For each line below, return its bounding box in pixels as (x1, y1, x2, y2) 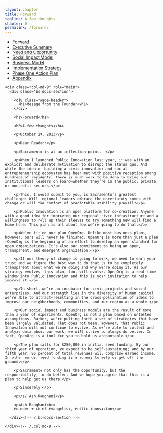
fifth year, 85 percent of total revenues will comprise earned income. (5, 351, 156, 356)
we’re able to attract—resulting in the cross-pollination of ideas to (5, 295, 154, 300)
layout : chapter (5, 7, 38, 12)
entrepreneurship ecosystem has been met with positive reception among (5, 171, 156, 176)
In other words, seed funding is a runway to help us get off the (5, 355, 143, 360)
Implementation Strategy (12, 65, 62, 71)
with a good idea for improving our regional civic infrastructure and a (5, 214, 159, 219)
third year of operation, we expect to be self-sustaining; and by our (5, 347, 154, 352)
